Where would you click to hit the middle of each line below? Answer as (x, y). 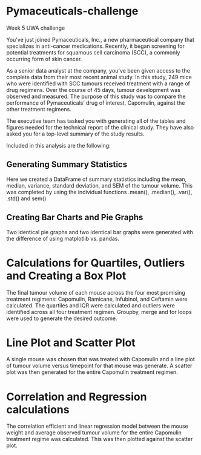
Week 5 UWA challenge (36, 28)
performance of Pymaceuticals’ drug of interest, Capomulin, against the (96, 103)
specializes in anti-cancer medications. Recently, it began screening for (95, 46)
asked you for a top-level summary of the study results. (75, 134)
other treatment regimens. (39, 109)
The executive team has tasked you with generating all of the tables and (96, 121)
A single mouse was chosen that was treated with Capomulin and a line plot (100, 359)
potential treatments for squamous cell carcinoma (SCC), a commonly (93, 52)
